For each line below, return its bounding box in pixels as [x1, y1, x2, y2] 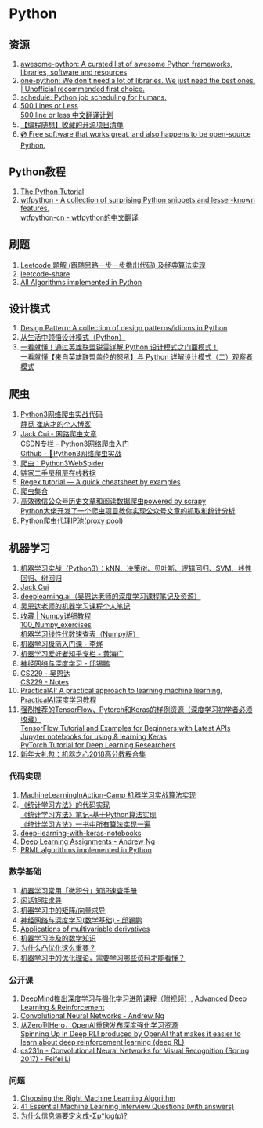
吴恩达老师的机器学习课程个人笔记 [20, 601, 131, 611]
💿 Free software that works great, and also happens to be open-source [20, 130, 251, 138]
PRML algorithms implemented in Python [20, 845, 152, 855]
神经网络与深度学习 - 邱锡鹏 [20, 659, 110, 668]
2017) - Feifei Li [20, 1053, 71, 1064]
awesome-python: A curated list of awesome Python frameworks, [20, 60, 233, 68]
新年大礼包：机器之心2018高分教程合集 [20, 750, 146, 759]
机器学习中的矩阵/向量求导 [20, 905, 106, 914]
